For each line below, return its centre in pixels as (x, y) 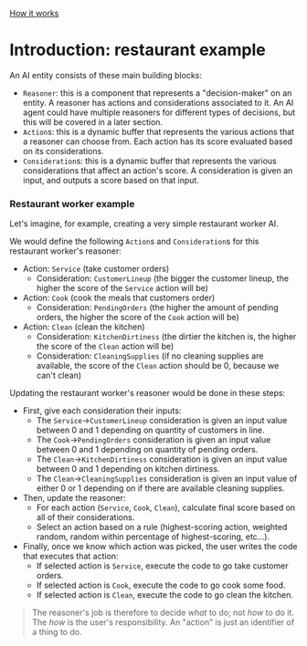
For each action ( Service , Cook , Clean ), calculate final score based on (166, 508)
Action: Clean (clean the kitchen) (84, 327)
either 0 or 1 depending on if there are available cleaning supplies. (160, 488)
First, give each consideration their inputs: (102, 411)
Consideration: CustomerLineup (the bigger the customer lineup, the (163, 278)
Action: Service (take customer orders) (96, 269)
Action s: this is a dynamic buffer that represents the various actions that (159, 131)
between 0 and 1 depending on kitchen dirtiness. (128, 469)
